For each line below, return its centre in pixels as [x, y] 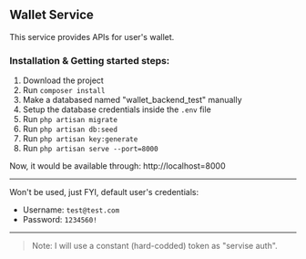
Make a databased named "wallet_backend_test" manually [133, 100]
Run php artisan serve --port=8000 [90, 149]
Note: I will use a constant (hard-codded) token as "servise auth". [154, 246]
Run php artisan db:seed [70, 129]
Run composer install [64, 90]
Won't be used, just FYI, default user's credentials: [104, 192]
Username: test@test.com [71, 210]
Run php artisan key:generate [80, 139]
